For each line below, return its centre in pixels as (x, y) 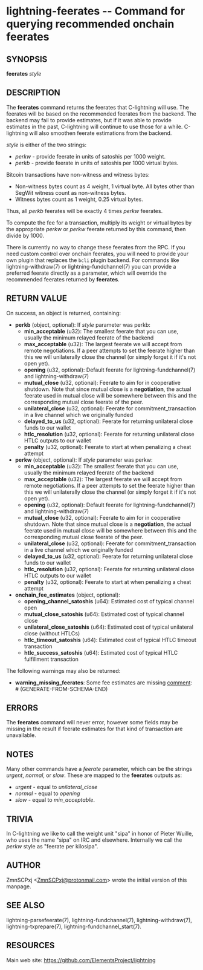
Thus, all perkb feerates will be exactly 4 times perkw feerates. (85, 211)
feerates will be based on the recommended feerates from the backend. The (101, 114)
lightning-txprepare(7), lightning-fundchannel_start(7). (74, 926)
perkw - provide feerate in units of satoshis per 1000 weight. (90, 156)
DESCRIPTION (33, 93)
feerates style (24, 74)
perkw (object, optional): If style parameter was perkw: (84, 460)
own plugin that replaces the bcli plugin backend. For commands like (93, 260)
